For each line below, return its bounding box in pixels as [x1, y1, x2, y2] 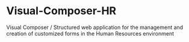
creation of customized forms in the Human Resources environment [6, 30, 175, 37]
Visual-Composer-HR [6, 4, 116, 18]
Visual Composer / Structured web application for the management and [6, 24, 184, 31]
